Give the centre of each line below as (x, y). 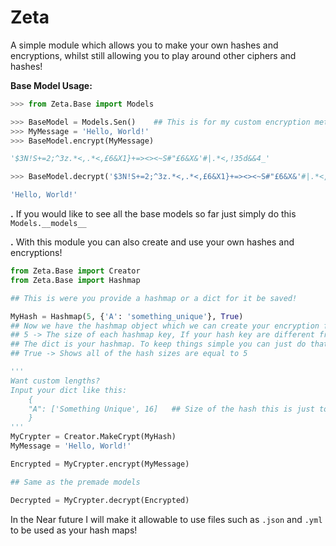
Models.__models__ (48, 224)
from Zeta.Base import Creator (75, 271)
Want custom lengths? (55, 381)
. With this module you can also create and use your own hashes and (152, 242)
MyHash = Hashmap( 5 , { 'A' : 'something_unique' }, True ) (127, 316)
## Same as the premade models (75, 482)
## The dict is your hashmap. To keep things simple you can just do (158, 344)
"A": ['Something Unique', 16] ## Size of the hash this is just (171, 409)
